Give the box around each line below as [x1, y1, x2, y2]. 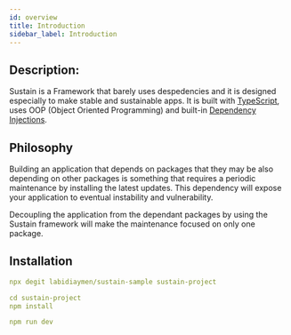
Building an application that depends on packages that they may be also [9, 164, 274, 174]
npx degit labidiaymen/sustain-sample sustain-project [9, 277, 217, 286]
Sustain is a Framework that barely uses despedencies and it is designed [9, 86, 277, 97]
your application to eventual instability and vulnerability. [9, 192, 214, 203]
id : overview [9, 12, 58, 22]
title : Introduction [9, 21, 86, 30]
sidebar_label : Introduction [9, 29, 117, 38]
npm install [9, 301, 53, 311]
